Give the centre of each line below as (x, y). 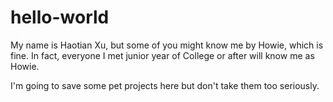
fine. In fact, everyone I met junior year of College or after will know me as (162, 55)
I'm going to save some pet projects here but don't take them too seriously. (165, 85)
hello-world (60, 17)
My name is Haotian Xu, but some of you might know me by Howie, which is (167, 45)
